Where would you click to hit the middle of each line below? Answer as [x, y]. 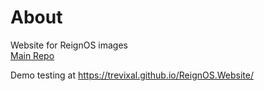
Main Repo [32, 55]
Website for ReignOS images [69, 45]
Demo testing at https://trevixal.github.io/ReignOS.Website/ [132, 75]
